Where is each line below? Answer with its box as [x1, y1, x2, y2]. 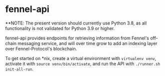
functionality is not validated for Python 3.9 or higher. [5, 25, 115, 31]
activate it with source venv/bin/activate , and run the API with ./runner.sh [5, 60, 160, 66]
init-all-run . [5, 66, 33, 72]
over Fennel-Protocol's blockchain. [5, 45, 77, 51]
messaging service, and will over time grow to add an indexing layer [17, 40, 157, 46]
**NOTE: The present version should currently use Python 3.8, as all [5, 20, 147, 26]
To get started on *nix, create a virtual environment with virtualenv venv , [5, 55, 156, 61]
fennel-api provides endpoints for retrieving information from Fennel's [5, 35, 149, 41]
